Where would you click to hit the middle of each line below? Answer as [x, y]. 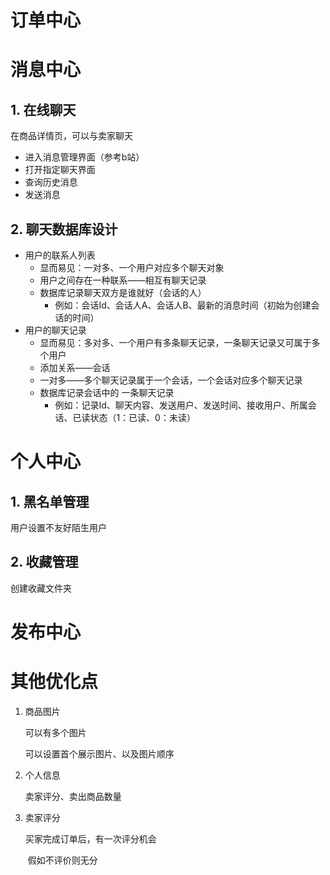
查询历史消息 [51, 182]
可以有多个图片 [55, 732]
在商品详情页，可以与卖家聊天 [71, 136]
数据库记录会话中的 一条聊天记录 [107, 392]
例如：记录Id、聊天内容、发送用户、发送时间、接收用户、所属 [181, 405]
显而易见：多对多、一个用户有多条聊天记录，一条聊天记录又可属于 [175, 342]
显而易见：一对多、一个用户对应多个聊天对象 [132, 267]
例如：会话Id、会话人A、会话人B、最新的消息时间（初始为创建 [183, 305]
